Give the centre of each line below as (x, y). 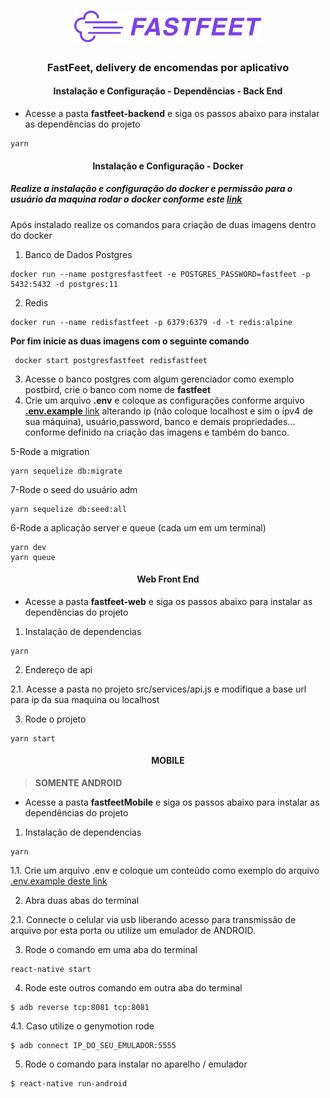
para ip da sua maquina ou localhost (85, 699)
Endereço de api (58, 669)
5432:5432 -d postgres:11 (64, 284)
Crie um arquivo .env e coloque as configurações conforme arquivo (164, 400)
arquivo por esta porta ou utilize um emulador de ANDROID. (133, 931)
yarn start (33, 738)
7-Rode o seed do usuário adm (74, 489)
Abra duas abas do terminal (82, 901)
